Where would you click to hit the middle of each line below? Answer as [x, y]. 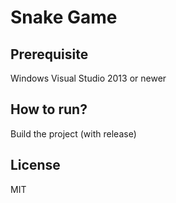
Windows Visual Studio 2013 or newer [88, 78]
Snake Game [64, 17]
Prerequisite [49, 54]
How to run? [49, 109]
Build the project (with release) [73, 133]
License [35, 165]
